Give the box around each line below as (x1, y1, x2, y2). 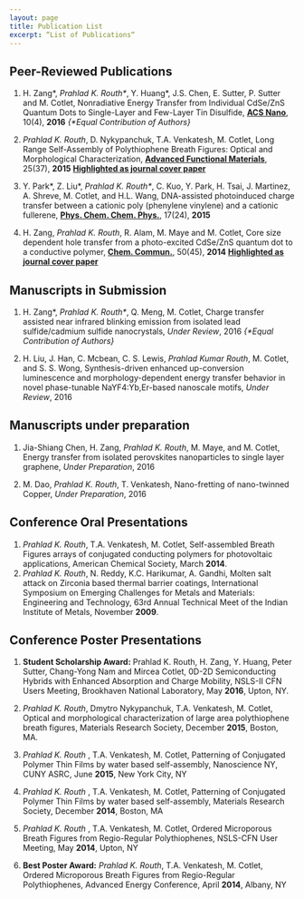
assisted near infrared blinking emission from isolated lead (22, 317, 242, 327)
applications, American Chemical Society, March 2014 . (22, 558, 228, 569)
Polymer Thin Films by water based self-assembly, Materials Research (22, 796, 285, 807)
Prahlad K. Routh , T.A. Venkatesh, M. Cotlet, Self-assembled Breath (22, 539, 275, 550)
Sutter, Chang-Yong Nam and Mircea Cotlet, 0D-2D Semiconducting (22, 666, 277, 677)
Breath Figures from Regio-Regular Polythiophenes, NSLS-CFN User (22, 833, 279, 844)
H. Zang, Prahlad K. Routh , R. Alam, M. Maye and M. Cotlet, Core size (22, 228, 282, 239)
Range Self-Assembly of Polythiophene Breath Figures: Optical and (22, 144, 273, 155)
